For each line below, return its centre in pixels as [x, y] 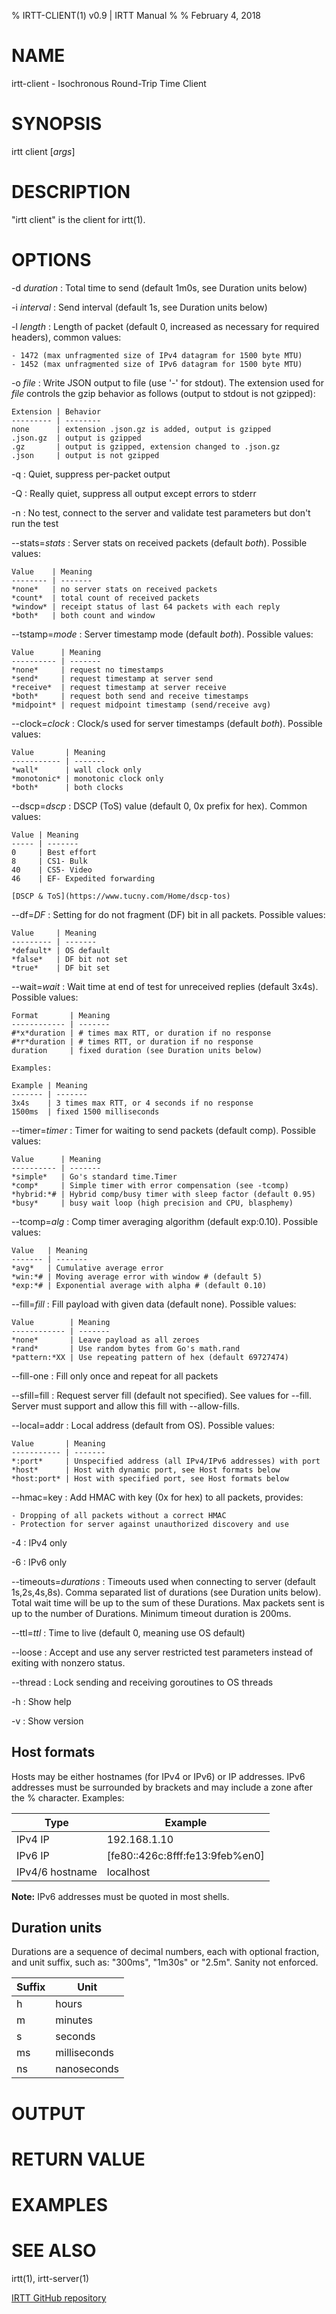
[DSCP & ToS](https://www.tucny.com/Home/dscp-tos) [121, 896]
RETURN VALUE [78, 2159]
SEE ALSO [54, 2251]
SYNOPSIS [57, 124]
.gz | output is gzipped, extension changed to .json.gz [146, 446]
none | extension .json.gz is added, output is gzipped [141, 429]
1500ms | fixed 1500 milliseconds [85, 1111]
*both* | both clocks [67, 787]
